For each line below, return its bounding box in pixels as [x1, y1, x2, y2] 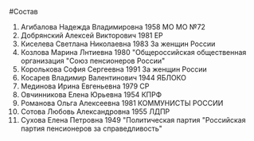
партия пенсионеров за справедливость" [20, 123, 162, 133]
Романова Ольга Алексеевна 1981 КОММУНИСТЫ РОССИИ [20, 99, 224, 108]
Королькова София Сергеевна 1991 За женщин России [20, 65, 208, 74]
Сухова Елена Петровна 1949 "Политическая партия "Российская [20, 116, 246, 124]
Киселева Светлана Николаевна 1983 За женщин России [20, 39, 216, 49]
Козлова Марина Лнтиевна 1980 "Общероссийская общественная [20, 48, 247, 57]
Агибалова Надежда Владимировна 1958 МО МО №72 [20, 22, 206, 31]
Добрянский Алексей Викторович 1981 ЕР [20, 31, 164, 40]
